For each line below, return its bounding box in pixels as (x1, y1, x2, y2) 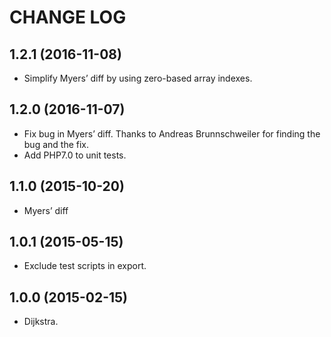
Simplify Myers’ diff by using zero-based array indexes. (23, 72, 253, 84)
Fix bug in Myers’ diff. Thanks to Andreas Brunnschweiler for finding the (23, 127, 321, 140)
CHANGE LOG (9, 6, 127, 29)
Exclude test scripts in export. (23, 260, 147, 272)
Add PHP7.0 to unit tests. (23, 149, 127, 161)
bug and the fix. (23, 138, 90, 150)
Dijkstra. (23, 316, 59, 328)
